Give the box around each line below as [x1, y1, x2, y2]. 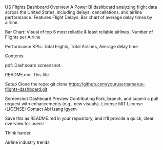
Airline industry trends [5, 139, 50, 145]
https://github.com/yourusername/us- [68, 81, 145, 87]
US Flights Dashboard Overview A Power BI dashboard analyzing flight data [5, 4, 157, 10]
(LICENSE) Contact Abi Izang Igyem [5, 106, 77, 112]
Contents [5, 53, 23, 59]
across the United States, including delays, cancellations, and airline [5, 9, 143, 15]
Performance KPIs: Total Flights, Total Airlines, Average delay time [5, 44, 138, 49]
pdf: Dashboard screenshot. [5, 63, 62, 68]
